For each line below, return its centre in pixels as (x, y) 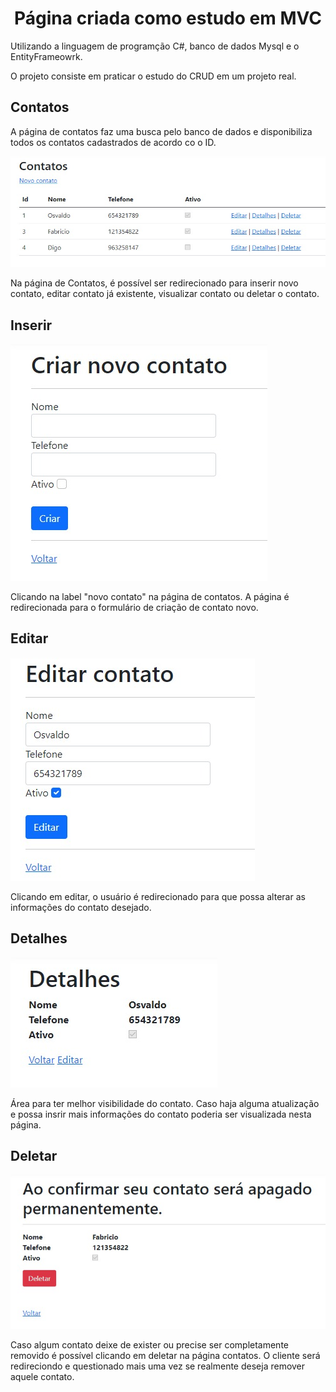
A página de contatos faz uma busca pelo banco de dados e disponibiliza (161, 131)
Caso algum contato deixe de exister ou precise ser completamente (149, 1345)
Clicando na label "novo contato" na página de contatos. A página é (150, 596)
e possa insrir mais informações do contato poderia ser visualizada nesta (161, 1114)
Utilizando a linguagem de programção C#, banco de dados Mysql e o (155, 46)
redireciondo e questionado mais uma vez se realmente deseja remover (158, 1366)
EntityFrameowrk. (46, 56)
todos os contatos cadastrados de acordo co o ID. (113, 142)
